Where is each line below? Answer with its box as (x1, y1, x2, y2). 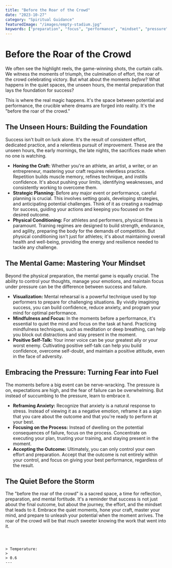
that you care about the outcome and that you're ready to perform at (12, 413, 158, 420)
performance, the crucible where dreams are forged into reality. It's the (5, 103, 155, 109)
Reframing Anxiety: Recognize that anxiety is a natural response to (12, 402, 156, 408)
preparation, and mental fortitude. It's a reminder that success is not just (5, 496, 158, 502)
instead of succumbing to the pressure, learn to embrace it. (5, 392, 131, 399)
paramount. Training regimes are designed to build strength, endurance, (12, 222, 165, 228)
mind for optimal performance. (12, 310, 78, 316)
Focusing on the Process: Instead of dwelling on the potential (12, 424, 144, 430)
